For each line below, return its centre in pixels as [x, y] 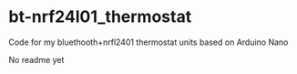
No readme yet [36, 59]
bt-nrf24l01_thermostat [100, 17]
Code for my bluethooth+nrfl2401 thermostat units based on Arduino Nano [148, 42]
